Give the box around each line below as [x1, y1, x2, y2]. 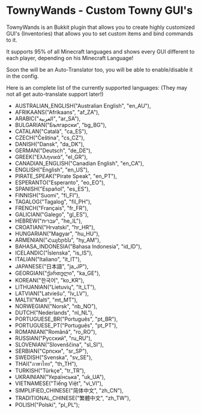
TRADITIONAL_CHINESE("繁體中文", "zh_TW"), [14, 394, 131, 401]
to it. [6, 36, 17, 43]
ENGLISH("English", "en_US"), [14, 166, 89, 173]
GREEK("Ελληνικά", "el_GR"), [14, 153, 88, 160]
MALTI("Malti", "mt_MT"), [14, 296, 78, 303]
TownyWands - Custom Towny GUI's [6, 4, 193, 17]
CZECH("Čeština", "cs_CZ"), [14, 134, 85, 141]
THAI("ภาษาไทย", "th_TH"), [14, 360, 78, 367]
